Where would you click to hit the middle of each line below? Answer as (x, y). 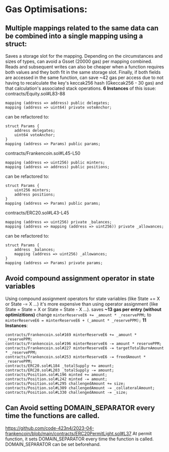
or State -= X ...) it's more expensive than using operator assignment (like (82, 304)
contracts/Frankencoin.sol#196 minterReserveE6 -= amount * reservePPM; (83, 344)
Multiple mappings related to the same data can (82, 28)
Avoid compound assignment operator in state (80, 278)
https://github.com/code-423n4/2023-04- (50, 428)
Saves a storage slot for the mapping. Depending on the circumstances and (84, 56)
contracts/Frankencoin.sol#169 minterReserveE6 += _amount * (71, 335)
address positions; (35, 195)
